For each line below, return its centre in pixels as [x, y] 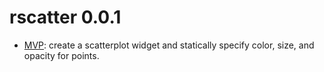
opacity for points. [61, 55]
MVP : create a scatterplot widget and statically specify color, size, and [169, 45]
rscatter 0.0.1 [65, 17]
